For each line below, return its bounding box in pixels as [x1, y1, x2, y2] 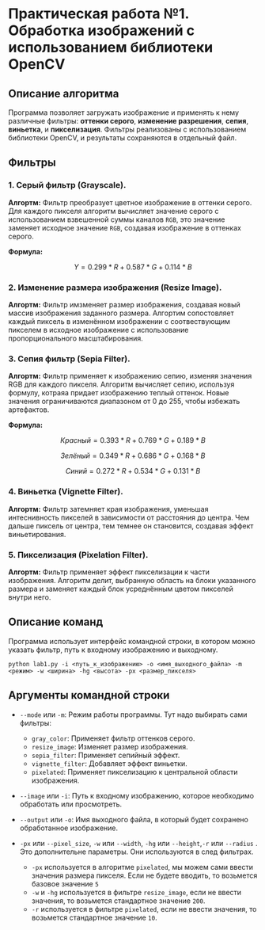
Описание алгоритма [8, 86, 119, 100]
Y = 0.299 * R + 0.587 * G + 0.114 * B [74, 262, 192, 272]
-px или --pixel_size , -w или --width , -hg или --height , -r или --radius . [19, 838, 258, 848]
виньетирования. [8, 529, 66, 539]
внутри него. [8, 592, 51, 602]
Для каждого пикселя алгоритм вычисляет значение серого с [8, 206, 219, 215]
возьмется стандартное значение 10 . [31, 913, 157, 922]
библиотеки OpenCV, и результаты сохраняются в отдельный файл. [8, 133, 237, 143]
